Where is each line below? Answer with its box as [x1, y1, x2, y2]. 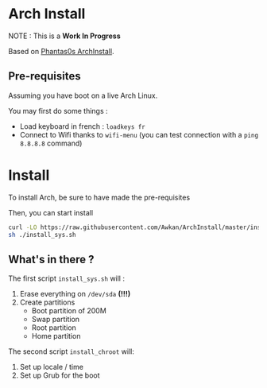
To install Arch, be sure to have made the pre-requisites [8, 192, 191, 202]
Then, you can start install [8, 208, 94, 217]
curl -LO [8, 223, 37, 231]
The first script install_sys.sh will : [8, 274, 126, 283]
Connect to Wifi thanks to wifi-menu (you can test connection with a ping [19, 130, 259, 139]
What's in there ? [8, 252, 95, 266]
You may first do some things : [8, 106, 109, 115]
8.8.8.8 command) [19, 138, 83, 148]
